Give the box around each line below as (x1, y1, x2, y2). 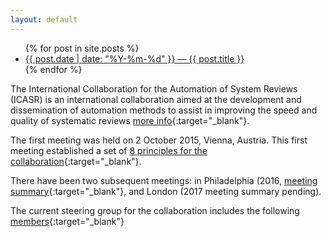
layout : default (10, 14, 78, 25)
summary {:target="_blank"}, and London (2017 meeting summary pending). (10, 185, 322, 197)
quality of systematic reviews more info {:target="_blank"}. (10, 114, 250, 126)
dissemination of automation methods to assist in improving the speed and (10, 104, 318, 116)
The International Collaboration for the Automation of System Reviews (10, 82, 298, 95)
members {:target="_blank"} (10, 215, 125, 227)
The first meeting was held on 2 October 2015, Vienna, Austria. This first (10, 134, 308, 146)
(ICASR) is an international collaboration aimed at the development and (10, 93, 302, 105)
